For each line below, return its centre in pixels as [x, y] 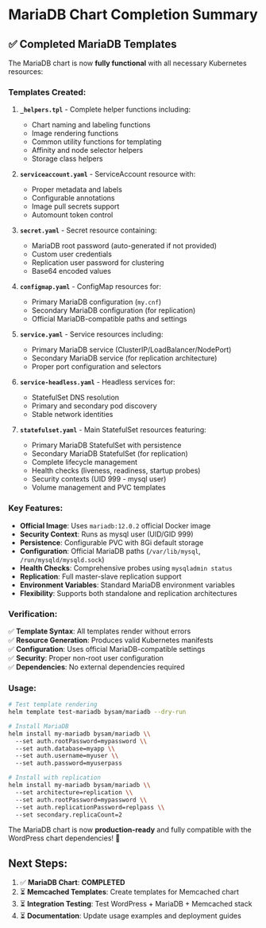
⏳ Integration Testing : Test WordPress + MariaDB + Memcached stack [136, 904]
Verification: [33, 614]
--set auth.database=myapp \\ [65, 749]
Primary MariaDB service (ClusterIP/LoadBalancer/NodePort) [131, 350]
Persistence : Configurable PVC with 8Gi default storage [112, 542]
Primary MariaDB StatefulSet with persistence [106, 445]
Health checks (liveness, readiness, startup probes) [116, 470]
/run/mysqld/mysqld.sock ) [62, 560]
